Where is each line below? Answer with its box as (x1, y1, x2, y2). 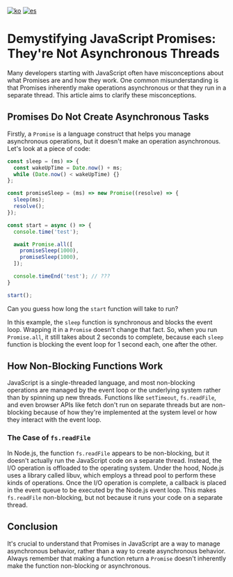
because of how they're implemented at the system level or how (33, 408, 218, 417)
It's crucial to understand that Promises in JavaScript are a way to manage (7, 539, 220, 548)
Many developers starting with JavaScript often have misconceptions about (7, 68, 224, 77)
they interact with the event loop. (7, 416, 102, 424)
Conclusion (7, 521, 58, 532)
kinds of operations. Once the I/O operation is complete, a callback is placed (7, 478, 227, 487)
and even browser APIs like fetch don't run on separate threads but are (7, 401, 211, 409)
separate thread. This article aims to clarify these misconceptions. (7, 90, 197, 99)
